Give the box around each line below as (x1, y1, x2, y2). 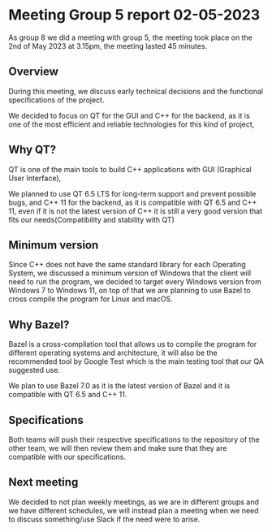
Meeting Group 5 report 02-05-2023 (8, 6, 261, 24)
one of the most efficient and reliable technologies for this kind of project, (8, 119, 255, 129)
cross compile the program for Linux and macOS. (8, 294, 173, 304)
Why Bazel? (8, 318, 70, 331)
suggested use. (8, 365, 61, 375)
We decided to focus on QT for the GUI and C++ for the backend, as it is (8, 110, 250, 120)
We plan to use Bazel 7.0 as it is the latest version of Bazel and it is (8, 381, 231, 391)
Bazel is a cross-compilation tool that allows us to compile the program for (8, 340, 257, 349)
